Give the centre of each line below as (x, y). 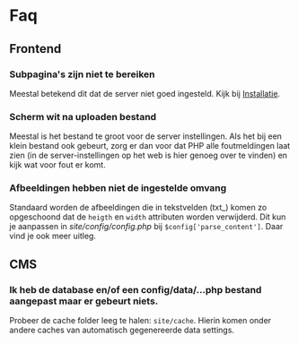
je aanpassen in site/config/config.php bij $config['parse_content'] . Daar (146, 227)
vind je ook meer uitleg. (53, 236)
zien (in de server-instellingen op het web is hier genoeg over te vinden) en (149, 155)
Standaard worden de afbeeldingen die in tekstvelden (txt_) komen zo (138, 208)
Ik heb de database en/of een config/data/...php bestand (136, 289)
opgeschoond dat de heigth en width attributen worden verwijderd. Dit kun (148, 217)
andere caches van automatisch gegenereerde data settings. (122, 330)
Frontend (35, 49)
